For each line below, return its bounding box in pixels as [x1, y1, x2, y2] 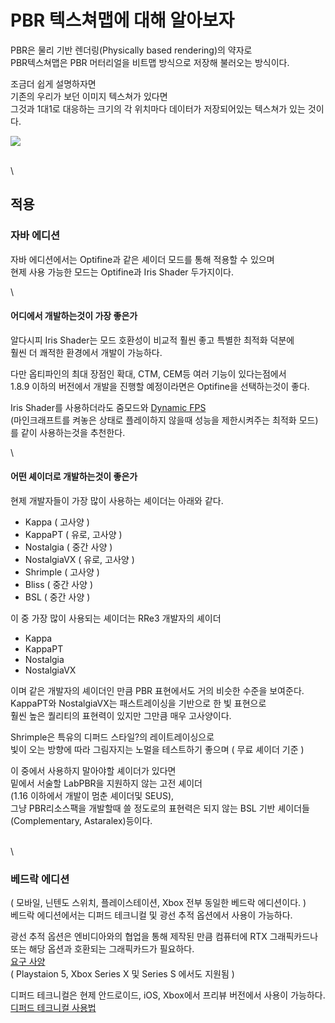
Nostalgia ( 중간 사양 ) [24, 541, 113, 553]
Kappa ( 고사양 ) [24, 516, 90, 528]
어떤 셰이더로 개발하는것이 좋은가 [10, 471, 138, 483]
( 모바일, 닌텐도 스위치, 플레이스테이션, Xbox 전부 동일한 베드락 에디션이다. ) [10, 897, 307, 909]
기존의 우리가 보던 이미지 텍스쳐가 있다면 [10, 90, 168, 102]
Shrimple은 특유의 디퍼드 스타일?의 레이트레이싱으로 [10, 731, 215, 743]
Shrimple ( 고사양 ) [24, 566, 100, 578]
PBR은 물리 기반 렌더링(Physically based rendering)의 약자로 [10, 44, 253, 56]
